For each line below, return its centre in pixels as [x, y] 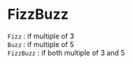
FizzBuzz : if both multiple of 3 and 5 [66, 52]
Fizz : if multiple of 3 [41, 36]
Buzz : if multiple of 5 [41, 44]
